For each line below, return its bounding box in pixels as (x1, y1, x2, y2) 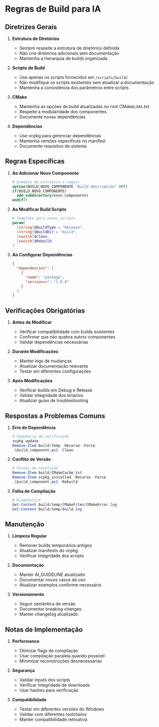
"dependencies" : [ (17, 266, 54, 271)
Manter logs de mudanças (19, 358, 72, 364)
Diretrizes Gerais (5, 23, 57, 31)
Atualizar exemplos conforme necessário (19, 582, 102, 588)
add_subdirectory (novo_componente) (17, 193, 89, 198)
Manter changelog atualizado (19, 611, 78, 617)
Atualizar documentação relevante (19, 363, 88, 369)
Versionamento (12, 592, 44, 597)
